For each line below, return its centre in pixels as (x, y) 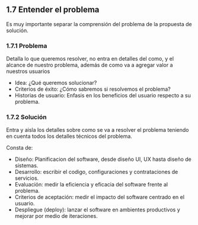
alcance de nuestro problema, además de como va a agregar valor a (90, 65)
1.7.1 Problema (27, 46)
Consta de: (20, 148)
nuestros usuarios (28, 71)
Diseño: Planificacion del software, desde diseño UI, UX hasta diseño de (103, 159)
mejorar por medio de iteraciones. (56, 216)
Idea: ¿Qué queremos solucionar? (56, 83)
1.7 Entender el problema (53, 10)
